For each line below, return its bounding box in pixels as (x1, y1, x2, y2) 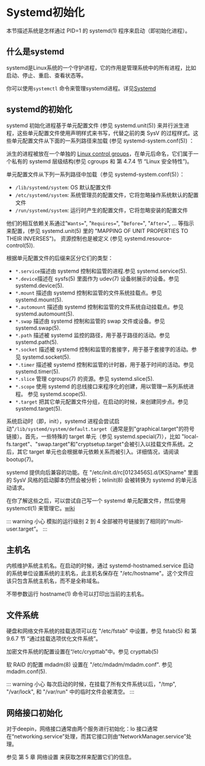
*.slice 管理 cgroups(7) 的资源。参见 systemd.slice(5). (15, 375, 154, 382)
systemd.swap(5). (15, 324, 61, 331)
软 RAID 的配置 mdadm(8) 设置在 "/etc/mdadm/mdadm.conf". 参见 (6, 661, 173, 668)
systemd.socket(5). (22, 353, 71, 361)
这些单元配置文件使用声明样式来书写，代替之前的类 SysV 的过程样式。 (16, 129, 193, 136)
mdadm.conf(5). (6, 668, 47, 676)
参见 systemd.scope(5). (27, 390, 87, 397)
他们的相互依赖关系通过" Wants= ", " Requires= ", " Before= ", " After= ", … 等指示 (6, 219, 195, 227)
